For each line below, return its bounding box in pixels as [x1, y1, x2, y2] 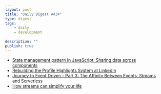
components [12, 62, 38, 68]
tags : [5, 21, 16, 26]
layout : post [5, 7, 32, 12]
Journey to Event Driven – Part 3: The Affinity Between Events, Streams [12, 72, 156, 78]
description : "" [5, 39, 38, 44]
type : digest [5, 16, 32, 21]
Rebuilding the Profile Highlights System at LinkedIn [12, 67, 116, 73]
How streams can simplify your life [12, 83, 82, 89]
